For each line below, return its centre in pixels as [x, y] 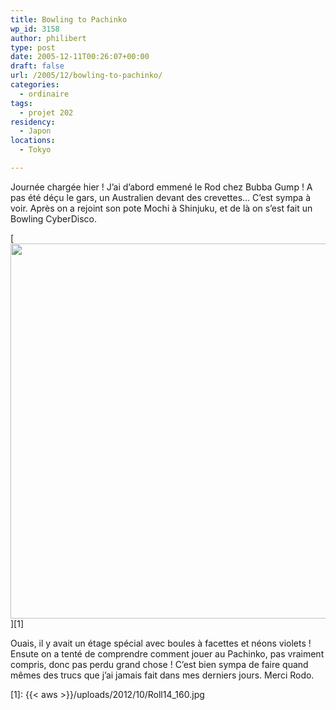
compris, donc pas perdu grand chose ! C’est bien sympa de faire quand [159, 664]
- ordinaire [44, 94]
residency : [33, 122]
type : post [33, 47]
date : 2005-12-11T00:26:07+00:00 [80, 57]
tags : [21, 103]
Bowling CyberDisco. [54, 218]
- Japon [35, 131]
